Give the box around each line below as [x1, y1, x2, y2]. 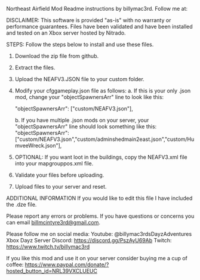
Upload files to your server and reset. [14, 183, 107, 190]
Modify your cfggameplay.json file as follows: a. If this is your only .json [14, 87, 191, 94]
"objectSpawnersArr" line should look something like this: [14, 123, 157, 130]
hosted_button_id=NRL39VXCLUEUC [6, 267, 97, 274]
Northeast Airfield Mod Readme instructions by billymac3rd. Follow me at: [6, 5, 188, 12]
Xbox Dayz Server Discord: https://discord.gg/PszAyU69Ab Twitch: [6, 237, 172, 244]
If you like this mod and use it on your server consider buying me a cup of [6, 255, 188, 261]
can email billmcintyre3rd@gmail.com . [6, 219, 100, 226]
